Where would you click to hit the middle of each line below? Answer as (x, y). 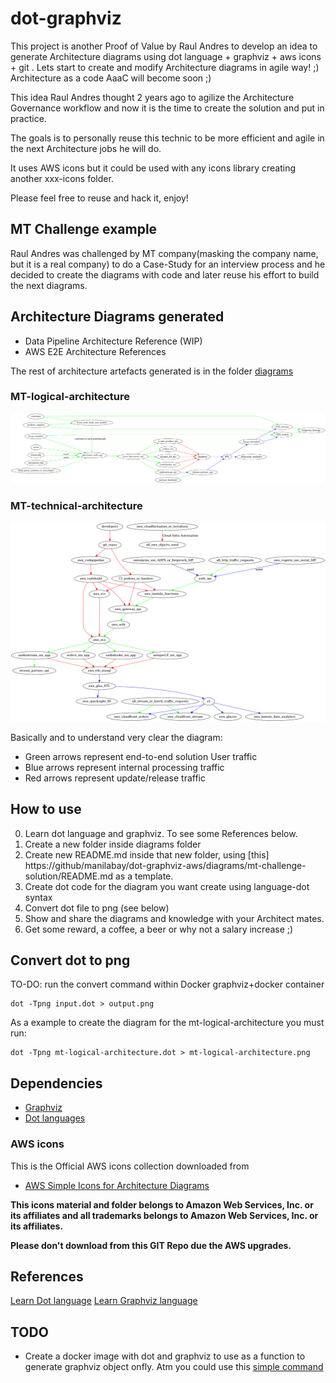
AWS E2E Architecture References (95, 351)
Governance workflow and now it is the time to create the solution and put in (167, 108)
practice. (28, 118)
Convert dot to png (70, 960)
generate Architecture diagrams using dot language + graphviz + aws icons (166, 56)
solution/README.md (69, 876)
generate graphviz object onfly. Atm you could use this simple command (174, 1367)
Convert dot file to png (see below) (97, 908)
